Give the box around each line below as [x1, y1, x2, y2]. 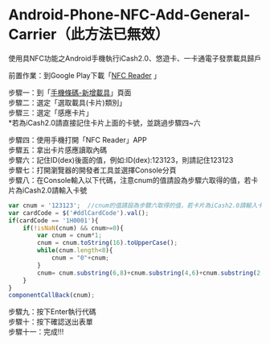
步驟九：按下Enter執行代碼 [8, 307, 96, 317]
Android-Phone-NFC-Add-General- [8, 6, 251, 24]
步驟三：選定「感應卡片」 [8, 107, 93, 118]
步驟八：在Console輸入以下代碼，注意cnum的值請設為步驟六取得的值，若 [8, 175, 252, 184]
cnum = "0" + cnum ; [51, 254, 110, 263]
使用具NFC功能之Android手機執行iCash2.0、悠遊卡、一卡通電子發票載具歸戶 [8, 53, 262, 63]
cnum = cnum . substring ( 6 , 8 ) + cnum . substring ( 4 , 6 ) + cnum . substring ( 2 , [37, 268, 264, 277]
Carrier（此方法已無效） [8, 26, 170, 44]
